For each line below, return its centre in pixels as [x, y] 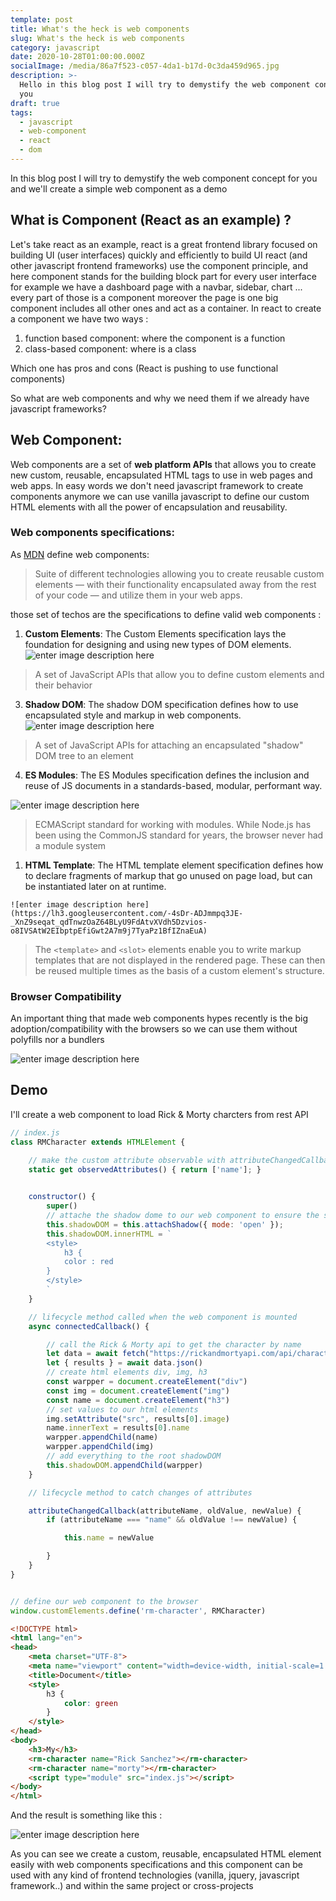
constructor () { [62, 1197]
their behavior [63, 685]
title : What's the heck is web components [100, 29]
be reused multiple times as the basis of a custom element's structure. [179, 970]
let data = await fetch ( [98, 1354]
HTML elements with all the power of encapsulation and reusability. [149, 507]
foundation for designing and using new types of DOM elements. [158, 644]
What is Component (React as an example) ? [151, 220]
